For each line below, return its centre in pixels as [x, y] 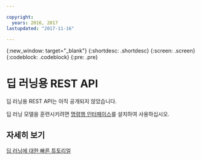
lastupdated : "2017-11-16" [40, 28]
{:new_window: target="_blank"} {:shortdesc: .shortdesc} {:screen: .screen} [101, 51]
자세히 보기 [26, 135]
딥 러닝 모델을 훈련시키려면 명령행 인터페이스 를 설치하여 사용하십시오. [88, 114]
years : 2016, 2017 [35, 23]
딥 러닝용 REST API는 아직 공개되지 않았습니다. [61, 101]
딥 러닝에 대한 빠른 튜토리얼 [39, 151]
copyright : [20, 17]
